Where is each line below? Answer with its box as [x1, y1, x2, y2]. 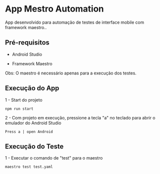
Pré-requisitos [5, 39, 50, 47]
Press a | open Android [5, 129, 53, 134]
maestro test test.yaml [5, 164, 53, 170]
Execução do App [5, 84, 60, 92]
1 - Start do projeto [5, 97, 43, 102]
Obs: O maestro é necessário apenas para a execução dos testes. [5, 70, 137, 76]
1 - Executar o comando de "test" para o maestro [5, 155, 103, 161]
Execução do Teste [5, 142, 64, 150]
